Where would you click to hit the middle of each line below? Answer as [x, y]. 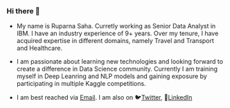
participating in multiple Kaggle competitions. [81, 84]
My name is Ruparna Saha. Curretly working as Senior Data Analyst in [116, 26]
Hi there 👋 [24, 11]
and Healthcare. [39, 48]
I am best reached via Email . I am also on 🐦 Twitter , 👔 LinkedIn [104, 98]
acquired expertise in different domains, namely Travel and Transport [115, 41]
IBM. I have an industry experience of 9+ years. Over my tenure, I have [117, 33]
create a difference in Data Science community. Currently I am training [117, 69]
